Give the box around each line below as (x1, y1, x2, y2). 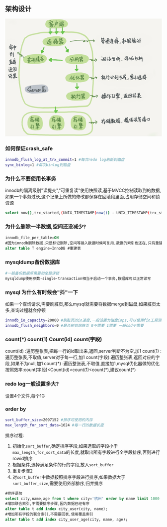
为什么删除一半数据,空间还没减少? (5, 223, 86, 230)
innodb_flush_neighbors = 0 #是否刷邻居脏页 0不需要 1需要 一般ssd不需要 (5, 323, 144, 328)
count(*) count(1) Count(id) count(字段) (5, 336, 102, 343)
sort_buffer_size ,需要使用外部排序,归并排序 (12, 480, 103, 486)
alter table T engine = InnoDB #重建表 (5, 246, 81, 251)
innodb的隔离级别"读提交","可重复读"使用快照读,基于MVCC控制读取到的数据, (5, 187, 162, 193)
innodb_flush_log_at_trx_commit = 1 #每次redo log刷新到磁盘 (5, 157, 125, 162)
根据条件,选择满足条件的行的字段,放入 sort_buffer (12, 461, 114, 467)
